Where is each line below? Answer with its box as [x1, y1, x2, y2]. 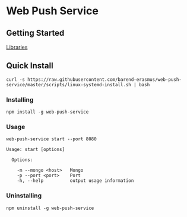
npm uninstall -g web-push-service [6, 205, 94, 211]
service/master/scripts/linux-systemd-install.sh [6, 81, 132, 87]
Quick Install [6, 61, 53, 71]
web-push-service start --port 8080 [6, 136, 97, 142]
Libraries [6, 43, 28, 51]
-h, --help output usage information [17, 178, 134, 184]
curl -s [6, 76, 26, 83]
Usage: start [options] [6, 147, 65, 153]
